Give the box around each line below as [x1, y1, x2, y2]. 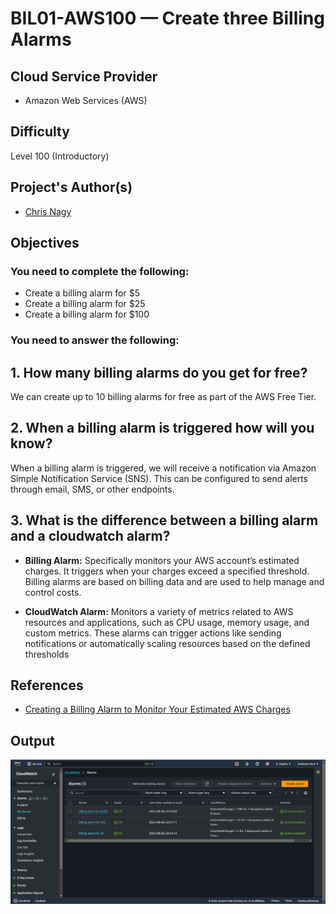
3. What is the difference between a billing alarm [10, 512, 319, 529]
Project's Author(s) [10, 179, 133, 196]
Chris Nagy [24, 205, 72, 217]
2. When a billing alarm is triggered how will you [10, 420, 315, 437]
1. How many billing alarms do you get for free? [10, 364, 308, 381]
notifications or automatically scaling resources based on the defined [24, 637, 311, 649]
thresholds [24, 648, 70, 660]
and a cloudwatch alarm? [10, 528, 171, 545]
